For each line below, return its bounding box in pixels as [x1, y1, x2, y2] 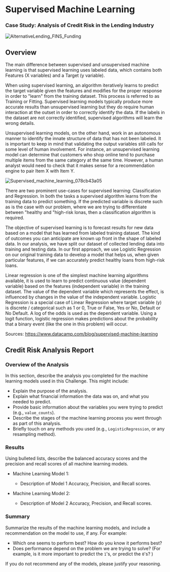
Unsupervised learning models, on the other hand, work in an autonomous [5, 130, 161, 136]
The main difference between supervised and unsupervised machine [5, 62, 150, 68]
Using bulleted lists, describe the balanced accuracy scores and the [5, 455, 147, 461]
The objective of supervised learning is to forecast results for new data [5, 225, 154, 231]
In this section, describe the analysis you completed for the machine [5, 372, 148, 378]
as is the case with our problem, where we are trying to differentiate [5, 204, 147, 210]
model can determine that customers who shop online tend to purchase [5, 152, 155, 158]
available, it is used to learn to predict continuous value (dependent [5, 278, 146, 284]
